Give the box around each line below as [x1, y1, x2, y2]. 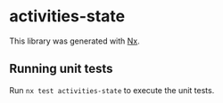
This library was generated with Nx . [9, 36, 140, 46]
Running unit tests [9, 61, 113, 76]
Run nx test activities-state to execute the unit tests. [9, 84, 215, 95]
